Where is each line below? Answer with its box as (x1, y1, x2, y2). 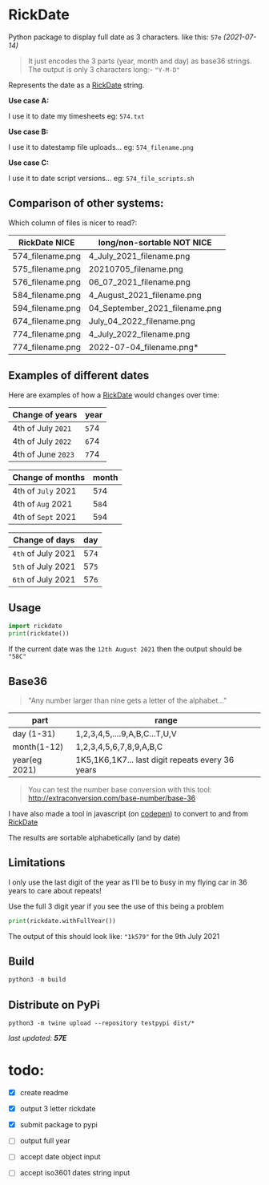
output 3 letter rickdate (19, 1104, 96, 1114)
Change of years (12, 409, 78, 420)
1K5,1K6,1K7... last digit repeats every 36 (75, 754, 235, 765)
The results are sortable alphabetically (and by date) (8, 832, 181, 842)
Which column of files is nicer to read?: (8, 218, 138, 228)
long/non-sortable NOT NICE (98, 236, 212, 248)
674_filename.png (12, 315, 82, 326)
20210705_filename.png (88, 263, 183, 274)
